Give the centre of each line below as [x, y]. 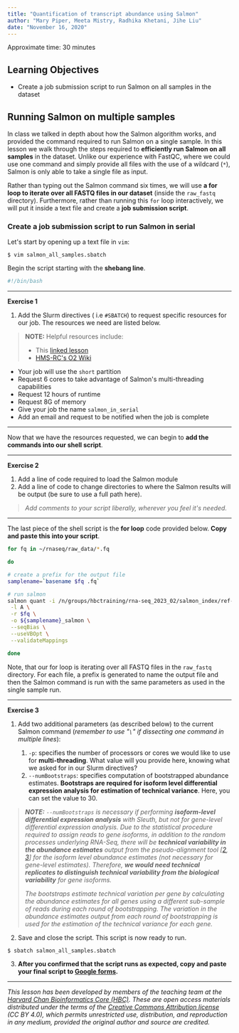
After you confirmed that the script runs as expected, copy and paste [122, 963]
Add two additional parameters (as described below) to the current [116, 724]
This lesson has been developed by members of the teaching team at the [115, 992]
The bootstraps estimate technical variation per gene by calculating [124, 894]
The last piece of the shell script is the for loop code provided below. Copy [117, 529]
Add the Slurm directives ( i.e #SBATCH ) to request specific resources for [122, 315]
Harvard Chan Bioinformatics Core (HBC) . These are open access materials [119, 999]
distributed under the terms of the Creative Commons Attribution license [113, 1007]
